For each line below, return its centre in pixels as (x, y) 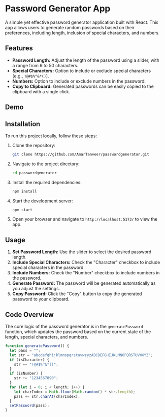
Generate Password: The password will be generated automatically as (84, 283)
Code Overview (30, 315)
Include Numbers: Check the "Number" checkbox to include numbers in (86, 273)
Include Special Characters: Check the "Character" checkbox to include (86, 263)
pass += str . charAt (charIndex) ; (47, 396)
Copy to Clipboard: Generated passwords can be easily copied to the (83, 86)
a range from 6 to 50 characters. (45, 65)
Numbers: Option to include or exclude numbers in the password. (79, 81)
